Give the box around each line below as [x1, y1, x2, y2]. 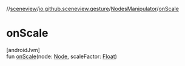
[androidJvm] [6, 46, 41, 53]
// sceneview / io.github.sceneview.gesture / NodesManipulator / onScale [6, 5, 179, 12]
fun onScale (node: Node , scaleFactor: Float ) [6, 53, 117, 60]
